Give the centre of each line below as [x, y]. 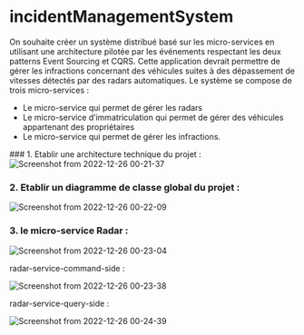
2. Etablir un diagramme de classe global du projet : [125, 187]
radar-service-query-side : [59, 303]
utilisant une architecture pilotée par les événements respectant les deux [145, 51]
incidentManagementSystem [122, 17]
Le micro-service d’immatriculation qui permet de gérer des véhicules [153, 117]
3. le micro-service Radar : [69, 231]
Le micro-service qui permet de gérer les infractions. [121, 136]
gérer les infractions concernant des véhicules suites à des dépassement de [152, 71]
